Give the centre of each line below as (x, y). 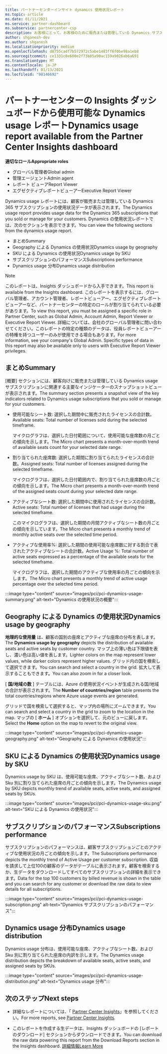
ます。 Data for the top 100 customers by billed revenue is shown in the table (83, 878)
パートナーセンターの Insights (67, 101)
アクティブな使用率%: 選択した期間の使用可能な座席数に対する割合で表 (85, 544)
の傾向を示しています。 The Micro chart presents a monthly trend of (81, 529)
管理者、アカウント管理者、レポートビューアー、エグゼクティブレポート (87, 298)
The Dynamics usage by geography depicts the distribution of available (79, 643)
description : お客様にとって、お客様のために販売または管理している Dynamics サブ (82, 33)
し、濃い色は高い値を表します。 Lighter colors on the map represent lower (81, 655)
